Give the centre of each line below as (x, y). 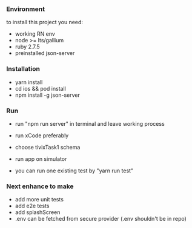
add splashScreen (38, 212)
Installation (23, 69)
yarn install (29, 82)
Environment (26, 9)
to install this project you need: (45, 22)
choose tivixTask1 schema (48, 147)
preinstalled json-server (45, 53)
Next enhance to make (40, 186)
